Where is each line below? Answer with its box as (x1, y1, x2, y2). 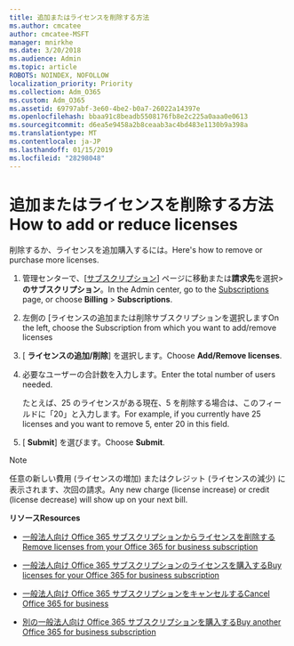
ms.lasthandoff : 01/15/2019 (9, 145, 114, 154)
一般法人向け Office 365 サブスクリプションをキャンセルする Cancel (21, 588, 271, 599)
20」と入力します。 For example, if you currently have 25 (52, 408, 262, 419)
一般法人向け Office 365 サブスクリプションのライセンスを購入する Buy (21, 560, 282, 570)
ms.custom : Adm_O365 (9, 95, 86, 105)
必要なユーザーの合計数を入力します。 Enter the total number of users (21, 369, 276, 380)
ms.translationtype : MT (9, 129, 98, 138)
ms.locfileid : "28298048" (9, 153, 105, 163)
